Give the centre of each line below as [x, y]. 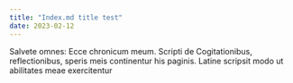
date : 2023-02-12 [42, 26]
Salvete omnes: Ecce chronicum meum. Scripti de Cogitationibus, [131, 51]
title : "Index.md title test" [66, 17]
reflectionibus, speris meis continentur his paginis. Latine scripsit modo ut [146, 61]
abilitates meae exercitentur [61, 70]
